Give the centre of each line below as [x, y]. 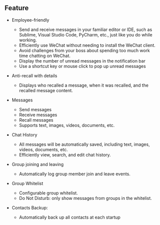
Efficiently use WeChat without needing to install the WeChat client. [87, 45]
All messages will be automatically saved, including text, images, [84, 144]
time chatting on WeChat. [45, 56]
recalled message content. [46, 90]
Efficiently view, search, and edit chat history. [65, 155]
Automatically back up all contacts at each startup [70, 217]
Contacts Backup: [30, 208]
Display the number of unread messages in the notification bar [82, 61]
